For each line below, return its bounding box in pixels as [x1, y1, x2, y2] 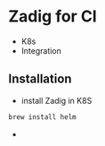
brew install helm [8, 112, 77, 122]
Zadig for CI [8, 6, 97, 27]
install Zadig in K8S [20, 95, 93, 106]
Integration [20, 45, 61, 56]
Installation [8, 72, 72, 87]
